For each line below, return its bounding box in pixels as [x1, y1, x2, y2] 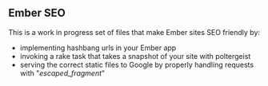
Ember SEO [8, 6, 66, 20]
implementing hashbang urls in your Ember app [19, 43, 177, 53]
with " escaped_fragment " [19, 68, 106, 78]
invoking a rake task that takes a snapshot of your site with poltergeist [19, 51, 251, 61]
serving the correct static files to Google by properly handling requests [19, 60, 254, 69]
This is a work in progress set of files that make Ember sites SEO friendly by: [8, 27, 261, 37]
